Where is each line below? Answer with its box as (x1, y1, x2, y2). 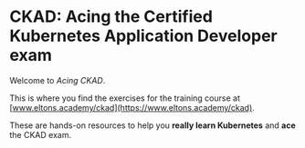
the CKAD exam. (9, 129, 71, 140)
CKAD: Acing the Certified (9, 6, 213, 27)
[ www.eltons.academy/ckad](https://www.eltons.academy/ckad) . (9, 102, 256, 113)
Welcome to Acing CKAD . (9, 74, 106, 85)
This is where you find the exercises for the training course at (9, 93, 240, 104)
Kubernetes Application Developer (9, 25, 278, 46)
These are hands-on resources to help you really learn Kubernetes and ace (9, 120, 296, 131)
